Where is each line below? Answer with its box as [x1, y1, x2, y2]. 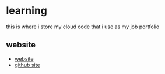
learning [6, 4, 48, 17]
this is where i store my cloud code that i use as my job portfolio [6, 23, 160, 30]
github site [14, 61, 40, 68]
